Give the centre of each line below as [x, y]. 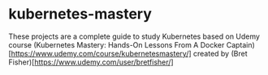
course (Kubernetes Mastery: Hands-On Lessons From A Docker [117, 44]
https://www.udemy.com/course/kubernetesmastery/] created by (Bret [129, 53]
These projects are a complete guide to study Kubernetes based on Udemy [134, 36]
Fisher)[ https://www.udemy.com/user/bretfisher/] [91, 62]
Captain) [241, 44]
